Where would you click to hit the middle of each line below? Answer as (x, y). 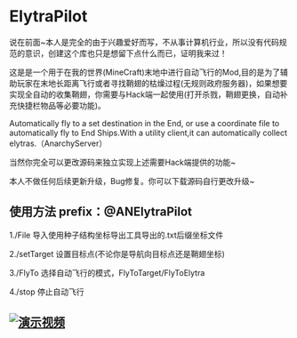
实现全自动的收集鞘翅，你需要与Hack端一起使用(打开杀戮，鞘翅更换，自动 (145, 94)
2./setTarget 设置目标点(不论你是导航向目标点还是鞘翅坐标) (117, 253)
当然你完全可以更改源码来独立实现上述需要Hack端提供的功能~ (123, 162)
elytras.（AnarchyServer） (58, 143)
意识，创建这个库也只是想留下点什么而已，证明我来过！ (126, 53)
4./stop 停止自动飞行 (47, 292)
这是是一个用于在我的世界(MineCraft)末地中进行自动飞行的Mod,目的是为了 (144, 72)
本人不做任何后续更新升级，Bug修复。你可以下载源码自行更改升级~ (132, 181)
